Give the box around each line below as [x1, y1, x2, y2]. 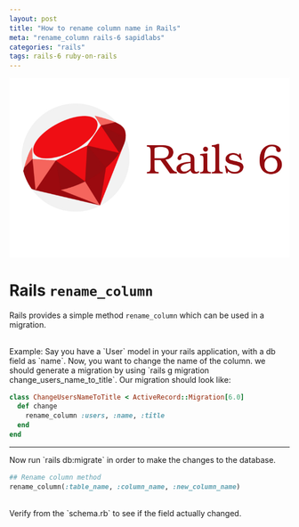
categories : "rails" [9, 43, 86, 52]
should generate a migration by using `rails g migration [9, 365, 210, 376]
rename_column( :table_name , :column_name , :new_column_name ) [9, 482, 241, 491]
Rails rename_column [9, 280, 154, 300]
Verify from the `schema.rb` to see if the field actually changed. [9, 507, 242, 518]
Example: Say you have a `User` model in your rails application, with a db [9, 345, 276, 356]
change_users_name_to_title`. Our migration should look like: [9, 374, 231, 385]
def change [17, 401, 58, 411]
